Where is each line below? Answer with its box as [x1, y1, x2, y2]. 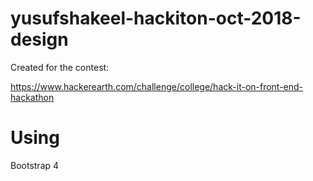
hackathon [10, 91, 55, 103]
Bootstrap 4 [10, 159, 60, 171]
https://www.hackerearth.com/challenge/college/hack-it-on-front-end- [10, 80, 304, 92]
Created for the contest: [10, 61, 110, 73]
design [10, 28, 69, 51]
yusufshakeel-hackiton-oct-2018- [10, 7, 302, 30]
